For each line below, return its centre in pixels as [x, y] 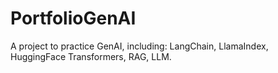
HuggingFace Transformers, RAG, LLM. [91, 56]
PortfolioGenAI [73, 18]
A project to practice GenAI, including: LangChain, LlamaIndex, [139, 46]
